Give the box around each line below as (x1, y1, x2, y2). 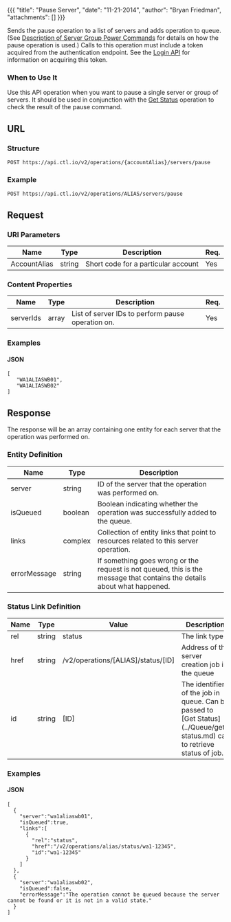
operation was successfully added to (97, 508, 217, 517)
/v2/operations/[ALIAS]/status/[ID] (62, 655, 175, 665)
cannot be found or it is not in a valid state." (7, 897, 153, 904)
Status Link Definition (7, 602, 81, 611)
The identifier (181, 679, 225, 689)
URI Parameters (7, 229, 60, 239)
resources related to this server (97, 536, 199, 546)
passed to (181, 705, 214, 715)
